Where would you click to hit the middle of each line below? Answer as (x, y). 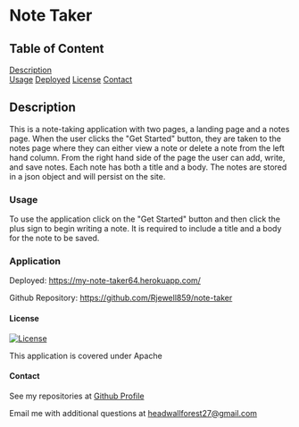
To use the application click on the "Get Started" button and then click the (145, 219)
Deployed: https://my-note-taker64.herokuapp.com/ (105, 280)
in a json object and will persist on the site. (87, 176)
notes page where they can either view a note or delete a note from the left (147, 147)
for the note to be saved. (54, 239)
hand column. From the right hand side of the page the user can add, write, (147, 157)
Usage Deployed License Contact (71, 80)
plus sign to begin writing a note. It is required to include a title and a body (145, 229)
